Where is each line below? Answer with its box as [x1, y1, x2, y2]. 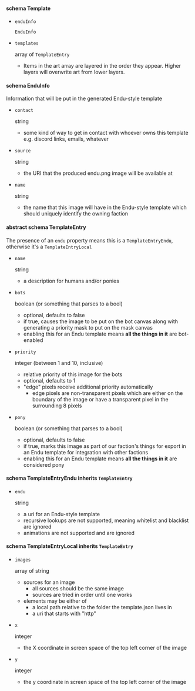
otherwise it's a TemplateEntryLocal [6, 243, 92, 250]
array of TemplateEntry [14, 51, 70, 58]
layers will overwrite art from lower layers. [23, 68, 125, 76]
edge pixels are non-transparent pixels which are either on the [32, 389, 183, 397]
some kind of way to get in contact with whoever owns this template [23, 129, 189, 137]
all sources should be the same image [32, 585, 125, 592]
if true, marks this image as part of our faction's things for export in [23, 442, 186, 450]
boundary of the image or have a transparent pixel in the [32, 396, 169, 403]
